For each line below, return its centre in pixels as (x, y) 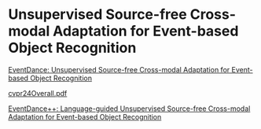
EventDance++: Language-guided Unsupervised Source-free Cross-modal (129, 109)
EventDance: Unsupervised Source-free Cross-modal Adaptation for (119, 69)
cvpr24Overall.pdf (38, 93)
